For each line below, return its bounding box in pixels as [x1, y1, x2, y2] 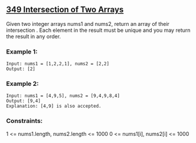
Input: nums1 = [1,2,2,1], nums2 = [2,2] [6, 61, 110, 67]
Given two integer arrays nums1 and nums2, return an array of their [6, 20, 170, 27]
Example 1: [6, 47, 38, 55]
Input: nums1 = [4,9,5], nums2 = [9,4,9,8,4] [6, 93, 120, 99]
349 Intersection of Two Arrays [6, 5, 124, 15]
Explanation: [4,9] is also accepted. [6, 103, 102, 109]
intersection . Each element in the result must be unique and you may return [6, 26, 191, 34]
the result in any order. [6, 32, 61, 40]
